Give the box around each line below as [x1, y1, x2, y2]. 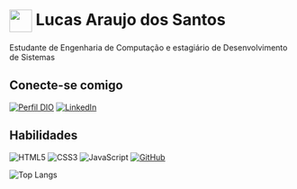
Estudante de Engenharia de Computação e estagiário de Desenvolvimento [9, 41, 288, 53]
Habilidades [9, 128, 78, 143]
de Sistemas [9, 51, 56, 62]
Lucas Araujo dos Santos [35, 9, 227, 30]
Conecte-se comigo [9, 77, 123, 94]
